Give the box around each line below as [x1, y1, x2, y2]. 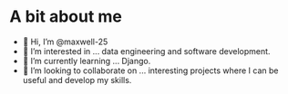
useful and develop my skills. [22, 74, 132, 85]
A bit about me [9, 6, 123, 27]
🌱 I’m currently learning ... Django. [22, 55, 151, 66]
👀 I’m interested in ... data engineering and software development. [22, 45, 271, 56]
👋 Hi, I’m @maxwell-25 [22, 36, 108, 47]
